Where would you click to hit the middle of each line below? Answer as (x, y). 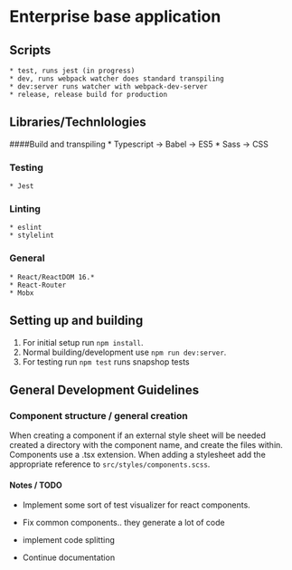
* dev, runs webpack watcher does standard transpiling (117, 79)
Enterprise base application (115, 17)
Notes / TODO (36, 485)
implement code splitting (69, 540)
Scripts (30, 50)
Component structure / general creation (99, 415)
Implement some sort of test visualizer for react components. (136, 505)
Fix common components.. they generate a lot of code (123, 523)
